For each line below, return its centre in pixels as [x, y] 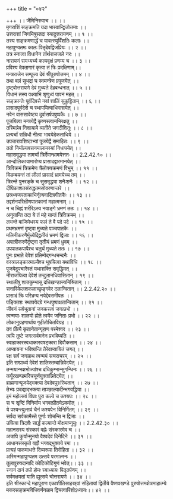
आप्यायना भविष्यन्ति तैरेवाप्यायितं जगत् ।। [45, 349]
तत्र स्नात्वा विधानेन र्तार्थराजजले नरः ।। [43, 54]
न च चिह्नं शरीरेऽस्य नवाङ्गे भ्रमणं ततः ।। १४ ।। [53, 208]
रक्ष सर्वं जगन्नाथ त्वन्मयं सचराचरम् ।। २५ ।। [49, 356]
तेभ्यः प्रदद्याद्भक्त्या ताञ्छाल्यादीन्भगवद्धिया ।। [48, 389]
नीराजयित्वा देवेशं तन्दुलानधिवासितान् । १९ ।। [50, 275]
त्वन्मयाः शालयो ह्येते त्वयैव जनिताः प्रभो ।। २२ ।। [53, 316]
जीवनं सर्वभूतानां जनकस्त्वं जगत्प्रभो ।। [43, 309]
